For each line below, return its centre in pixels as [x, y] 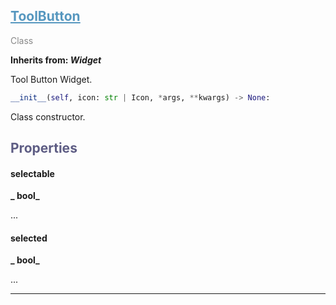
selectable [32, 173]
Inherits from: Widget [56, 60]
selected [29, 238]
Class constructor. [48, 116]
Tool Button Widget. [51, 79]
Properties [44, 148]
